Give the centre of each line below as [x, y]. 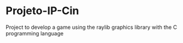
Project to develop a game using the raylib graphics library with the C [91, 27]
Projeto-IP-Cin [42, 11]
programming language [35, 33]
